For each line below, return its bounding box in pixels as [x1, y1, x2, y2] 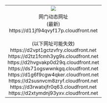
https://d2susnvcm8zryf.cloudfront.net [8, 77, 99, 84]
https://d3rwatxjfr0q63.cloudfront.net [9, 83, 97, 90]
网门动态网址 [38, 13, 68, 20]
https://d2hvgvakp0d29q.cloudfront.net [7, 59, 99, 66]
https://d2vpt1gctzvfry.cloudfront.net [10, 47, 97, 53]
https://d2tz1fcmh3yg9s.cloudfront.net [8, 52, 99, 59]
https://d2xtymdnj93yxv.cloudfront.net [8, 89, 99, 96]
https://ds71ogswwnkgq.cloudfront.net [8, 65, 99, 72]
